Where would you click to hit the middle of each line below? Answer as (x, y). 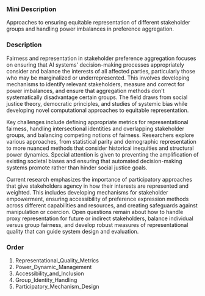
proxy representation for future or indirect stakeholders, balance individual (100, 218)
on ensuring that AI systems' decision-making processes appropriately (95, 65)
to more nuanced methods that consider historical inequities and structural (100, 148)
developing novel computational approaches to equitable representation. (98, 110)
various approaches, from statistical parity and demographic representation (101, 141)
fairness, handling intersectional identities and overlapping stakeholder (95, 128)
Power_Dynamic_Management (53, 267)
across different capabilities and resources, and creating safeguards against (102, 205)
